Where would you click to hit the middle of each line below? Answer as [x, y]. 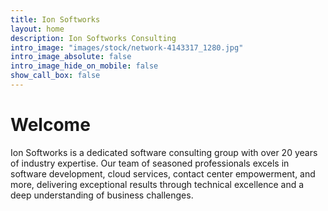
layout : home [37, 29]
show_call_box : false [55, 76]
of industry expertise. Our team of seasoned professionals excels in [150, 163]
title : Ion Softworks [55, 19]
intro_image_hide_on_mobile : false [84, 66]
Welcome [50, 125]
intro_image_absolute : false [71, 57]
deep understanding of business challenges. [102, 195]
